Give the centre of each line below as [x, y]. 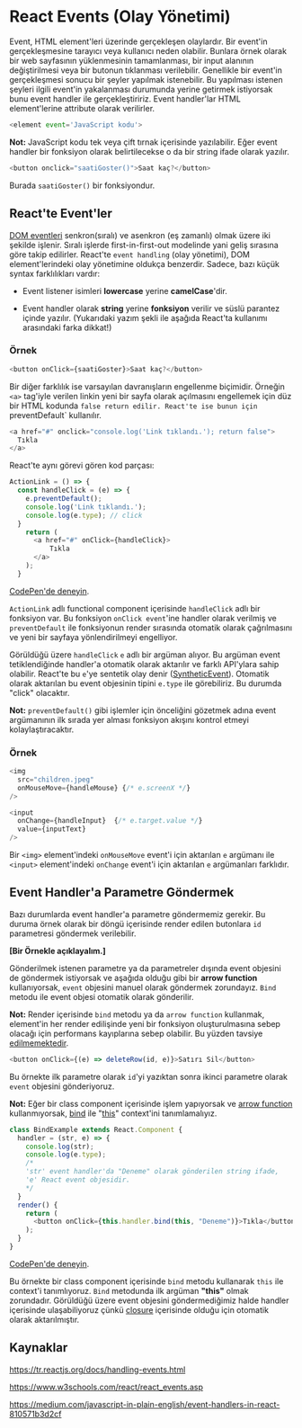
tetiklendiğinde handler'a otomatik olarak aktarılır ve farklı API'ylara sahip [144, 664]
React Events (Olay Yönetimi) [120, 17]
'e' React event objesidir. [78, 1180]
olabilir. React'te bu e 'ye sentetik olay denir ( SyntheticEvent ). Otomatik [139, 674]
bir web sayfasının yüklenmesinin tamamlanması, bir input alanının [132, 60]
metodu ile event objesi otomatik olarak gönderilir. [102, 996]
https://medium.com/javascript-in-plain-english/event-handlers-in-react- [145, 1404]
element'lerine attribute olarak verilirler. [82, 108]
